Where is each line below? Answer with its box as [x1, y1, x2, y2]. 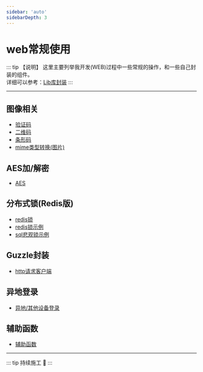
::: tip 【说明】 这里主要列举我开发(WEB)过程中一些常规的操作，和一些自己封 [6, 64, 196, 71]
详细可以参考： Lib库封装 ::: [6, 79, 73, 86]
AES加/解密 [6, 163, 50, 173]
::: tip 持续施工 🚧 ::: [6, 359, 53, 367]
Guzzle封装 [6, 250, 50, 261]
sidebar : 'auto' [6, 8, 47, 15]
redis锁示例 [14, 223, 44, 230]
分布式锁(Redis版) [6, 198, 74, 209]
